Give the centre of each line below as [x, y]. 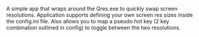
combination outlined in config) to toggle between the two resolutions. [93, 27]
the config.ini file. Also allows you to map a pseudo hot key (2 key [88, 21]
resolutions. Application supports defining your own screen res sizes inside [99, 15]
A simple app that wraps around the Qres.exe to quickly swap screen [92, 9]
